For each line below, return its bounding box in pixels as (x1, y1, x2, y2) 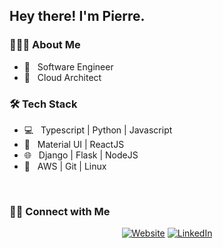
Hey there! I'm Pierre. (9, 8, 146, 25)
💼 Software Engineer (23, 60, 114, 73)
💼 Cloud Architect (23, 71, 102, 83)
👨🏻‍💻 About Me (9, 38, 81, 52)
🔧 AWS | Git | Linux (23, 160, 107, 172)
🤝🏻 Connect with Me (9, 204, 111, 218)
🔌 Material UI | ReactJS (23, 138, 125, 150)
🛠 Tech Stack (9, 97, 78, 111)
